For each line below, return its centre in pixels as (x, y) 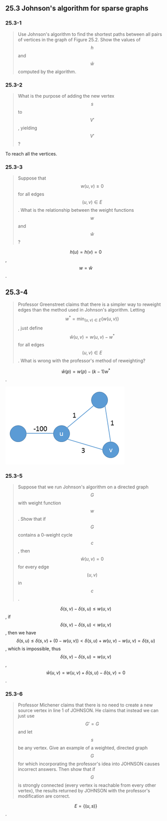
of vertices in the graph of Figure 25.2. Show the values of (79, 39)
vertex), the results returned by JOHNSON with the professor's (84, 791)
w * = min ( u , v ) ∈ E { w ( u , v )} (92, 319)
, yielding (27, 128)
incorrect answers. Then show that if (56, 769)
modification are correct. (44, 796)
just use (26, 716)
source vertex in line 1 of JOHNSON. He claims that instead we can (88, 711)
